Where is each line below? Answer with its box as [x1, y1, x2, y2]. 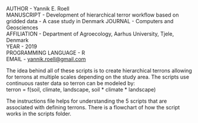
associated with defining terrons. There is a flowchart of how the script [6, 104, 180, 111]
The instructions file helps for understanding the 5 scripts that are [6, 97, 168, 105]
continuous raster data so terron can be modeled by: [6, 80, 136, 87]
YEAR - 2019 [6, 43, 37, 50]
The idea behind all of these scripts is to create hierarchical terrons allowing [6, 67, 192, 74]
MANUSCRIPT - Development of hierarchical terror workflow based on [6, 11, 180, 18]
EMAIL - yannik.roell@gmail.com [6, 56, 86, 62]
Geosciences [6, 24, 39, 31]
